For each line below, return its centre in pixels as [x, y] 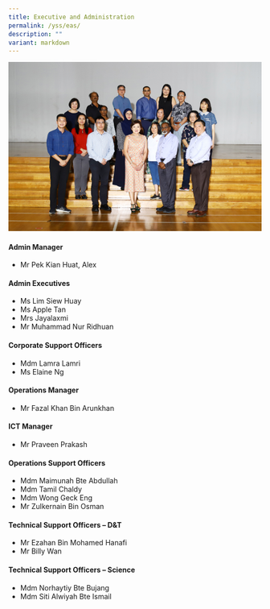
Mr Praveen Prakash [53, 445]
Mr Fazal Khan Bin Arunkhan [67, 408]
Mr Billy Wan [41, 551]
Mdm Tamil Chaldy [51, 489]
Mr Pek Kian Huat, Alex [58, 265]
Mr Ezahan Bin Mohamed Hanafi [73, 543]
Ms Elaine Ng [42, 371]
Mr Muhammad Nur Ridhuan [67, 327]
